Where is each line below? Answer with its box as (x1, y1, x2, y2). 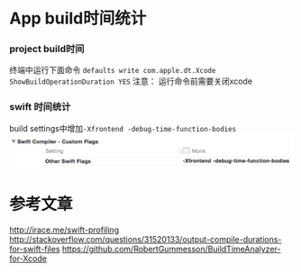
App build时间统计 (9, 8, 147, 29)
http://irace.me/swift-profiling (9, 224, 120, 235)
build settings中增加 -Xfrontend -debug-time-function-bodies (9, 122, 237, 133)
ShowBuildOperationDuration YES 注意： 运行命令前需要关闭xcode (9, 76, 253, 86)
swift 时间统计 (9, 101, 71, 113)
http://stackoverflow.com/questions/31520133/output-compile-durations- (9, 234, 282, 245)
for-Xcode (9, 253, 48, 264)
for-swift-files (9, 244, 60, 255)
